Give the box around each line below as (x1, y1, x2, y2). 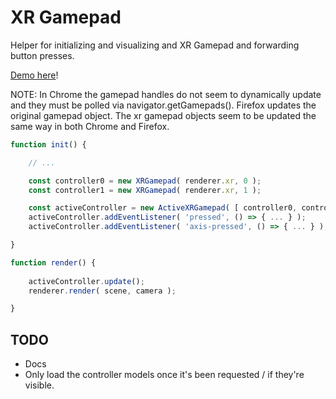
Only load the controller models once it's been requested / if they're (24, 369, 305, 381)
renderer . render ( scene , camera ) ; (28, 286, 177, 296)
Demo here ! (10, 69, 59, 81)
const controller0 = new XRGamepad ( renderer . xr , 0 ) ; (28, 176, 262, 186)
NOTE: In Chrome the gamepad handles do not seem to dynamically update (10, 88, 322, 100)
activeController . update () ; (28, 276, 145, 286)
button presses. (10, 49, 75, 61)
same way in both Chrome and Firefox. (10, 120, 170, 132)
